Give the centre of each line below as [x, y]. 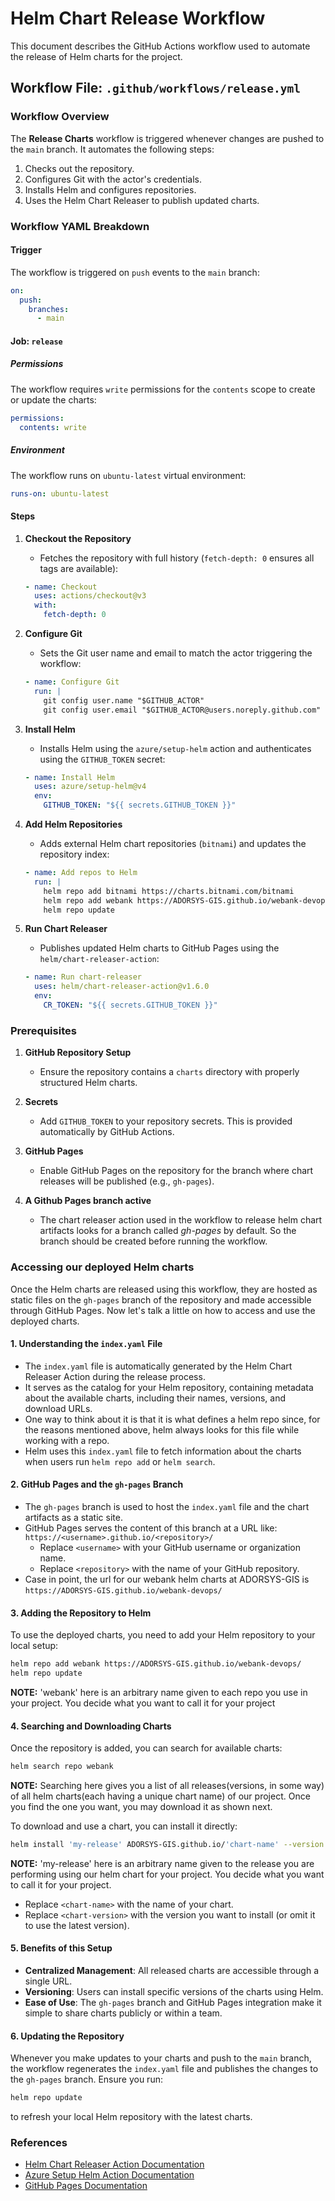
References [39, 2143]
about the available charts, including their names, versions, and [155, 1398]
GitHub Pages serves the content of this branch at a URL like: [151, 1528]
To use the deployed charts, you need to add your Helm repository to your [163, 1635]
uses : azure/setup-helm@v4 [90, 787]
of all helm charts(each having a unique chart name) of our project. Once [160, 1796]
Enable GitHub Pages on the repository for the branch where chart [176, 1171]
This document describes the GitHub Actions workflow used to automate [160, 46]
